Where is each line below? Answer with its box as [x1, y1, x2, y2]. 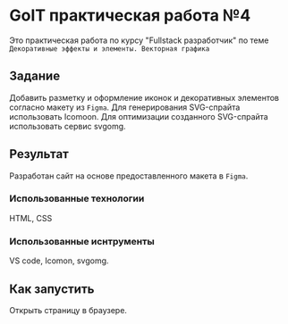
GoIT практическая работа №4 [9, 5, 251, 26]
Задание [9, 69, 61, 84]
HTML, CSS [9, 212, 53, 223]
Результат [9, 146, 70, 162]
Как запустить [9, 281, 95, 296]
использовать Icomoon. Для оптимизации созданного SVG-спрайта [9, 111, 268, 121]
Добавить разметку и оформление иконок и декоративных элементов [9, 92, 280, 103]
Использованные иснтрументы [9, 235, 155, 247]
